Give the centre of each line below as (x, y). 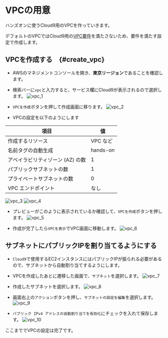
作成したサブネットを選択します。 (48, 286)
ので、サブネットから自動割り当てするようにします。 (67, 265)
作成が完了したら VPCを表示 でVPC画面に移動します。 (66, 228)
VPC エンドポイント (31, 188)
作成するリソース (28, 141)
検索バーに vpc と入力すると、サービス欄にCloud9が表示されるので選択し (87, 90)
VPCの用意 (28, 10)
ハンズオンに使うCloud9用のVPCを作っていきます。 (59, 25)
